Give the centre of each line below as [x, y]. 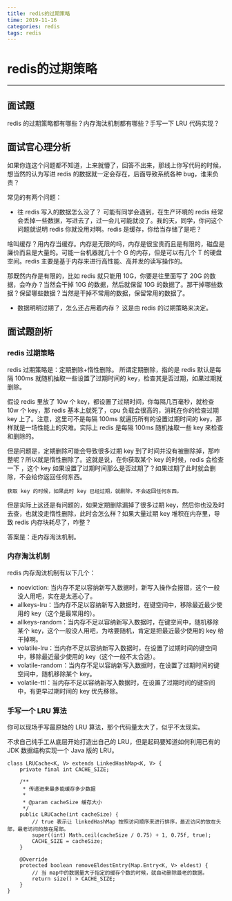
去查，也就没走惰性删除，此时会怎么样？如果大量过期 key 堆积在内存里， [110, 513]
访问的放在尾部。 [48, 829]
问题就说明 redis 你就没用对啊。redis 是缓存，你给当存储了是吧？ [109, 229]
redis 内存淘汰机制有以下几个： [51, 573]
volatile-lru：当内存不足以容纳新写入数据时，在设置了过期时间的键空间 [117, 648]
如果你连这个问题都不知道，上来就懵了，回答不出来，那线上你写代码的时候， [116, 165]
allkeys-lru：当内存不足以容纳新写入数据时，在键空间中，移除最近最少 [117, 604]
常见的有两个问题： [35, 197]
